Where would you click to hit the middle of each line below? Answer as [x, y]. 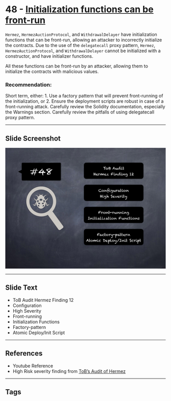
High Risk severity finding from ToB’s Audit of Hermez [69, 371]
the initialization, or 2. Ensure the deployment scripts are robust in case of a [84, 101]
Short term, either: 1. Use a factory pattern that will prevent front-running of [84, 96]
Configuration [27, 305]
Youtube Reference [33, 366]
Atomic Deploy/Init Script [39, 333]
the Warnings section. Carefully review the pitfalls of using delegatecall [80, 112]
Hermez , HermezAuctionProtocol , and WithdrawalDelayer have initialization [81, 34]
